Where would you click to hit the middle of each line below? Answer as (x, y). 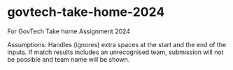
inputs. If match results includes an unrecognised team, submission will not (115, 52)
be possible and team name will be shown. (69, 59)
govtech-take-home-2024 (86, 12)
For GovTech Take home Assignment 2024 (69, 31)
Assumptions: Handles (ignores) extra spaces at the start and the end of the (117, 44)
